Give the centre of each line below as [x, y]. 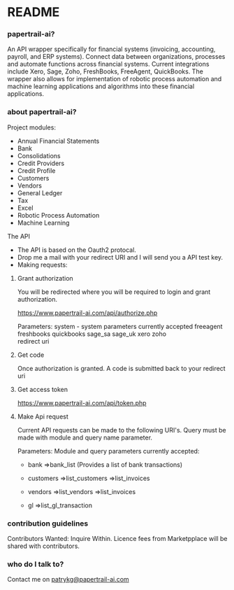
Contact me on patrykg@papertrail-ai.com [68, 580]
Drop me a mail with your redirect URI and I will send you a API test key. [120, 257]
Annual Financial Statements [58, 141]
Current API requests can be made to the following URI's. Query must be [122, 430]
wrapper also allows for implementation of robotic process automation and [115, 79]
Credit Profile [36, 170]
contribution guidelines [48, 524]
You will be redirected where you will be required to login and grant [114, 292]
